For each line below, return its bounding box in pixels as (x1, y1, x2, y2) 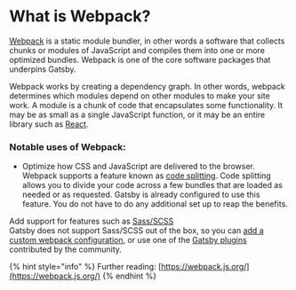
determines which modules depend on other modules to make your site (9, 90, 271, 101)
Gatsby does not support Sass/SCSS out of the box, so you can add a (9, 225, 264, 236)
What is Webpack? (9, 6, 151, 27)
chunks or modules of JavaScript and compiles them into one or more (9, 44, 265, 55)
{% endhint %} (101, 270, 157, 281)
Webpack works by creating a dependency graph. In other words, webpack (9, 81, 286, 91)
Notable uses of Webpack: (9, 140, 126, 153)
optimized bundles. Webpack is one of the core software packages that (9, 54, 271, 65)
